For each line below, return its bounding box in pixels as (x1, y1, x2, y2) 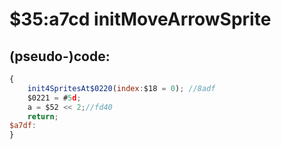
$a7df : (9, 121, 37, 131)
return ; (27, 111, 59, 122)
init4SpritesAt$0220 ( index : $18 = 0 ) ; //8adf (27, 83, 216, 93)
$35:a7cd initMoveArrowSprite (9, 8, 272, 31)
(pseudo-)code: (9, 48, 111, 65)
